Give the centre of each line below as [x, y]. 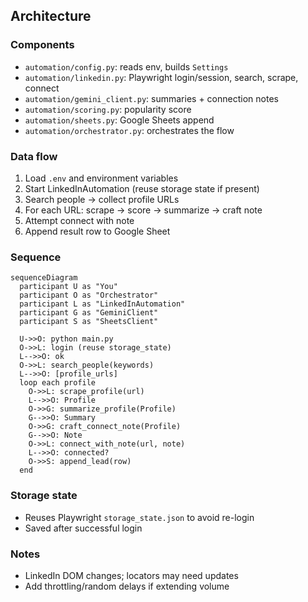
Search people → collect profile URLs [102, 199]
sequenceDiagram [44, 278]
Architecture [51, 16]
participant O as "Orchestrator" [89, 295]
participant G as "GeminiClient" [89, 313]
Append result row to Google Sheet [97, 231]
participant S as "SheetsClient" [89, 322]
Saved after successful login [83, 528]
